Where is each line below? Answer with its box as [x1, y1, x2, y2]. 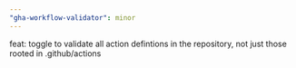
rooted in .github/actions [9, 47, 102, 59]
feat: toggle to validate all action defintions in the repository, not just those [9, 38, 288, 49]
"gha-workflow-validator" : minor [9, 13, 136, 23]
